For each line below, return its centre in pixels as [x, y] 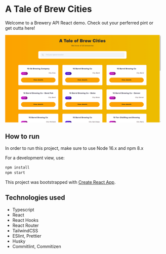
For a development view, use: [35, 158]
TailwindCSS [25, 230]
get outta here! [20, 28]
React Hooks [25, 220]
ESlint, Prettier [27, 236]
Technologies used [35, 198]
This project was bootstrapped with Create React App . [61, 182]
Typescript [23, 210]
